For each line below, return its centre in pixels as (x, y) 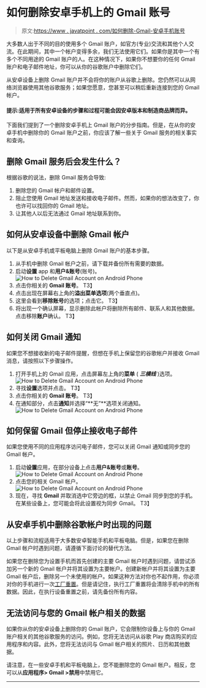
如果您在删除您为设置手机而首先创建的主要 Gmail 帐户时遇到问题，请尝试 (98, 561)
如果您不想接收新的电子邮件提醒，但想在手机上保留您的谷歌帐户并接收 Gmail (103, 353)
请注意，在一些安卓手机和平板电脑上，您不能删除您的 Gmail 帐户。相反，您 (101, 665)
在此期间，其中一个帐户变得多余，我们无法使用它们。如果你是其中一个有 (108, 51)
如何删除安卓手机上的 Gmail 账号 (88, 13)
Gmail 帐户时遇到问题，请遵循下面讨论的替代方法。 (71, 548)
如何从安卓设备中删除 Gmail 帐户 (68, 234)
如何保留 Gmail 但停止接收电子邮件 (72, 430)
